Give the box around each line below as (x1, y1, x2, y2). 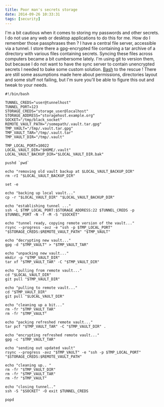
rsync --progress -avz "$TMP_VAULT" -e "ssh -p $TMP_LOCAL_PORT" (5, 350, 141, 355)
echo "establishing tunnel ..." (5, 204, 71, 209)
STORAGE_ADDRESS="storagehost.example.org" (5, 113, 95, 118)
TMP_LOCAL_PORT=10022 (5, 143, 49, 148)
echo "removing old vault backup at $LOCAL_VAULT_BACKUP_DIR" (5, 169, 135, 174)
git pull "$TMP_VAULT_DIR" (5, 277, 60, 282)
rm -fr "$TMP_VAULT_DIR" (5, 367, 56, 372)
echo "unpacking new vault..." (5, 251, 69, 256)
